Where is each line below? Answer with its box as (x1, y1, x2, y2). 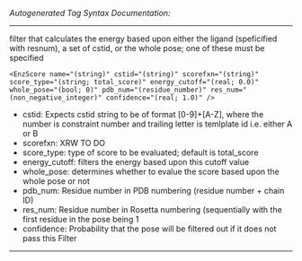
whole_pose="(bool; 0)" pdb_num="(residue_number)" (9, 85, 207, 94)
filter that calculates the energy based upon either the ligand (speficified (9, 33, 278, 44)
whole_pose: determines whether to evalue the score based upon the (22, 166, 280, 177)
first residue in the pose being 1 (22, 214, 139, 224)
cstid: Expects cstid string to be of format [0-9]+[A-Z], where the (22, 109, 264, 119)
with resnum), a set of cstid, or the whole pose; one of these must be (9, 43, 265, 53)
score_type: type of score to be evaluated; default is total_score (22, 147, 259, 158)
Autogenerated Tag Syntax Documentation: (9, 8, 171, 18)
